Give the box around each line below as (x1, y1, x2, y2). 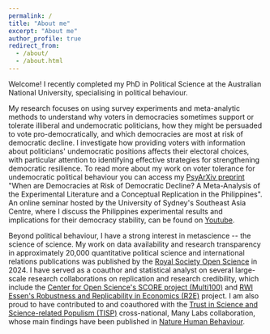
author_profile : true (8, 34, 82, 43)
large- (234, 264, 255, 275)
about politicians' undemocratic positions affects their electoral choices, (8, 146, 250, 156)
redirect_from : (8, 42, 60, 50)
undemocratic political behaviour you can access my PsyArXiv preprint (8, 171, 245, 182)
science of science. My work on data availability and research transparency (8, 239, 261, 249)
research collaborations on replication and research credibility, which (28, 273, 259, 283)
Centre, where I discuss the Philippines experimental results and (8, 206, 223, 216)
